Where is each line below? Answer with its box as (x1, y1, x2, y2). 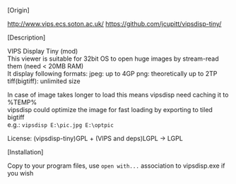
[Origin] (7, 6, 30, 14)
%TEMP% (7, 98, 37, 106)
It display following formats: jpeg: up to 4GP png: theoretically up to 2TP (7, 70, 218, 78)
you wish (7, 169, 34, 177)
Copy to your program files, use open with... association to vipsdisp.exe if (7, 161, 225, 170)
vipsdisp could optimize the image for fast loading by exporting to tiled (7, 106, 213, 114)
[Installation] (7, 148, 44, 156)
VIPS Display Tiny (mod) (7, 47, 78, 55)
